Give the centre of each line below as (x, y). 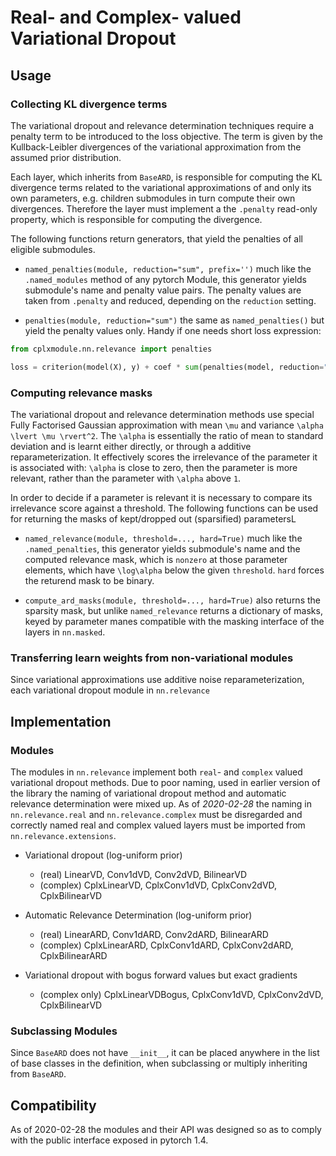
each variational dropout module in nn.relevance (110, 690)
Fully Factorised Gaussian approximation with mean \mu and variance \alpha (167, 425)
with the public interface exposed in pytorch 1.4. (109, 1140)
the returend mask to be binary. (89, 580)
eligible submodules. (53, 249)
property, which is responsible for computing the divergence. (136, 219)
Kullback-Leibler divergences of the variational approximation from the (156, 147)
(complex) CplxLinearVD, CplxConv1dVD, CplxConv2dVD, (158, 885)
